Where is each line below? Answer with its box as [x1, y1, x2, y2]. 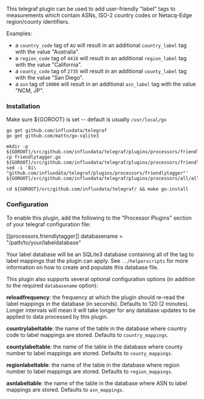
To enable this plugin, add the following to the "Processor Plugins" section [6, 214, 192, 221]
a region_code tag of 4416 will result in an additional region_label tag [15, 55, 187, 61]
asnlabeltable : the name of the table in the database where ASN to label [6, 380, 188, 387]
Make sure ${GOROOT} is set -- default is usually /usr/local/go [6, 116, 167, 123]
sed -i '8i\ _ [6, 165, 61, 171]
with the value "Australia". [15, 48, 80, 55]
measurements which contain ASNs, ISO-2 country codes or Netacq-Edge [6, 12, 192, 19]
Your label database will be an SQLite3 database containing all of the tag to [6, 251, 194, 258]
